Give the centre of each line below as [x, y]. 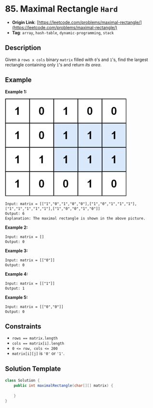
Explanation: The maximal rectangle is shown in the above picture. [75, 218]
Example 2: [16, 227]
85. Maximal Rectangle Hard [62, 9]
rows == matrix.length [35, 338]
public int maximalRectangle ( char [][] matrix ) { [63, 386]
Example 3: [16, 251]
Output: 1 [15, 288]
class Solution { [22, 381]
